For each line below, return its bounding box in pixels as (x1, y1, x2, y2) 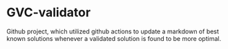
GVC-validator (6, 5, 91, 20)
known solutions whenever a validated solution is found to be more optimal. (6, 34, 222, 42)
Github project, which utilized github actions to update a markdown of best (6, 27, 219, 35)
